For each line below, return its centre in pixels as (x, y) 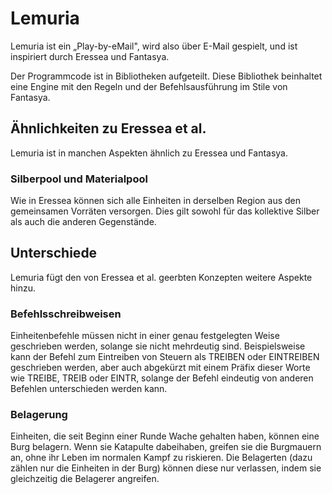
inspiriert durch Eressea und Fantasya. (90, 56)
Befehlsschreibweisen (66, 314)
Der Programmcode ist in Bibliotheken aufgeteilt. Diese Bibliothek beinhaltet (166, 76)
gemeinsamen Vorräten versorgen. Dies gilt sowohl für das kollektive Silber (165, 211)
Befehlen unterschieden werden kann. (89, 389)
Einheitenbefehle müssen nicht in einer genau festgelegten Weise (145, 336)
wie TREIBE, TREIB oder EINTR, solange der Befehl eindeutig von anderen (162, 378)
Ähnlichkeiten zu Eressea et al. (108, 128)
